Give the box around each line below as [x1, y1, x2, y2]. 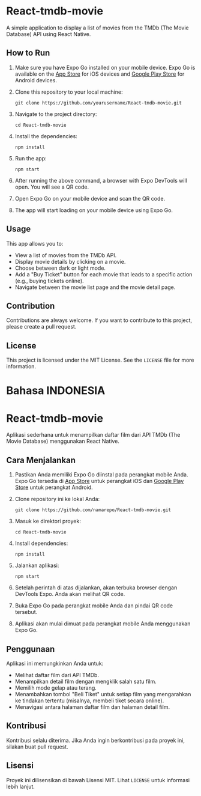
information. [6, 363, 37, 370]
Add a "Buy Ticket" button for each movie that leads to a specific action [14, 270, 193, 278]
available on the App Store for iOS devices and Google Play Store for [14, 70, 185, 77]
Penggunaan [6, 644, 55, 654]
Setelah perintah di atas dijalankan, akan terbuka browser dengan [14, 584, 178, 591]
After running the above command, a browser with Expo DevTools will [14, 177, 187, 184]
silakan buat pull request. [6, 743, 68, 750]
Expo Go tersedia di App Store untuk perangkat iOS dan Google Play [14, 478, 184, 485]
